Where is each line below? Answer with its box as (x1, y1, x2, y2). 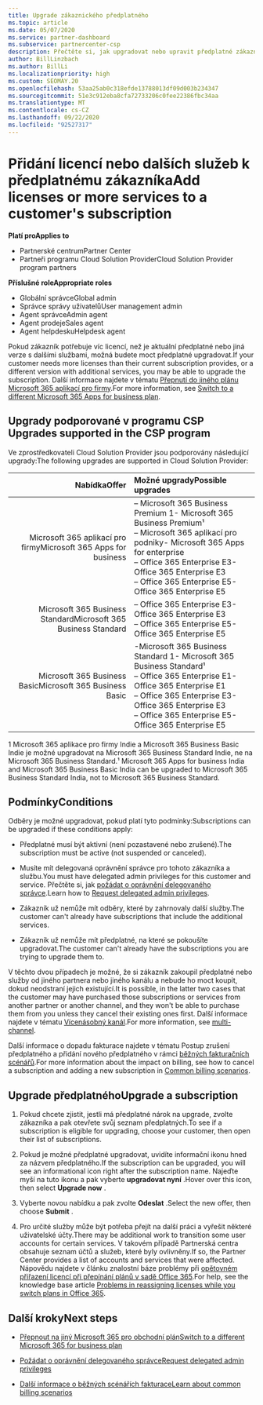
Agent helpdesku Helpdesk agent (19, 327, 126, 336)
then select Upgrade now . (19, 1183, 106, 1193)
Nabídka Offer (74, 480, 127, 491)
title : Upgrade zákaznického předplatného (8, 11, 149, 20)
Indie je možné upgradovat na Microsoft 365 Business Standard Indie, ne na (8, 747, 253, 757)
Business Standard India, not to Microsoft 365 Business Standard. (8, 772, 221, 782)
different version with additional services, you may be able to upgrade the (8, 367, 247, 376)
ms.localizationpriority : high (8, 70, 110, 78)
